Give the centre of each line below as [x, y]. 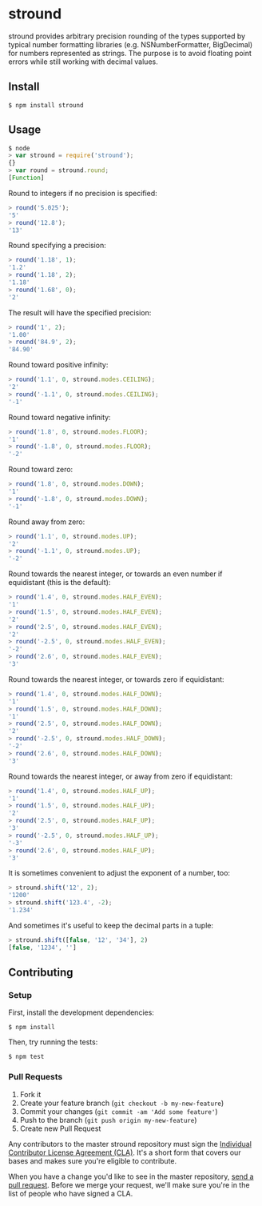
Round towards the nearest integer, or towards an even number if [115, 574]
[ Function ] [26, 178]
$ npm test [26, 1057]
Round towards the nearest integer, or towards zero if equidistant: [117, 679]
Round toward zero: [41, 470]
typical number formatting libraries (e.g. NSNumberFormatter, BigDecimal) [131, 44]
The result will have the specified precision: [80, 312]
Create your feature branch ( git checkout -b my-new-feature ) [122, 1103]
